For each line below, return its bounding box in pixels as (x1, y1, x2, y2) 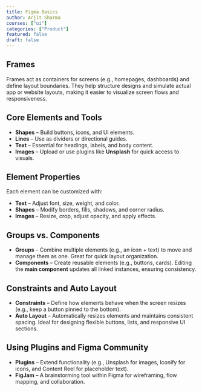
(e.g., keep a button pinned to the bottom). (15, 306, 121, 313)
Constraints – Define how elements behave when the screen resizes (15, 299, 186, 307)
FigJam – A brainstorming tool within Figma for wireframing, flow (15, 371, 177, 379)
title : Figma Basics (6, 8, 59, 15)
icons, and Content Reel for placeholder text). (15, 365, 129, 372)
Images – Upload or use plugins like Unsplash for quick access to (15, 148, 180, 155)
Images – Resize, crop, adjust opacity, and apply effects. (15, 213, 157, 220)
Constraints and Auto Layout (6, 283, 117, 293)
